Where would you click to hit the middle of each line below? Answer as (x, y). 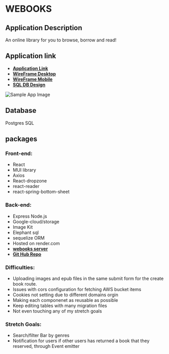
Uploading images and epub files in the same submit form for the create (88, 278)
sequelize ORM (29, 238)
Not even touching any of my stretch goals (57, 311)
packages (21, 139)
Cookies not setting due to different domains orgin (65, 295)
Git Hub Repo (27, 254)
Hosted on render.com (36, 243)
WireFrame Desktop (34, 74)
